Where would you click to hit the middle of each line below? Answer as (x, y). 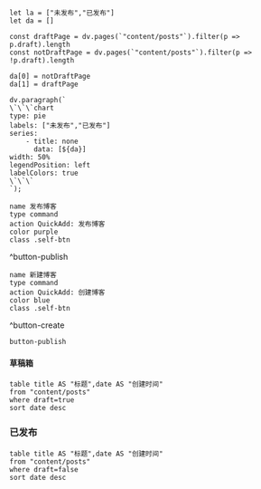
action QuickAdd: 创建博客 (57, 292)
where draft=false (44, 469)
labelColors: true (44, 173)
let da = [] (32, 21)
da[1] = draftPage (44, 84)
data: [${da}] (60, 149)
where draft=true (42, 400)
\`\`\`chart (32, 108)
